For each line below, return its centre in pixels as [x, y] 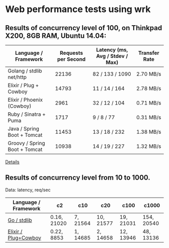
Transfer [149, 53]
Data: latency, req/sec [28, 190]
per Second [71, 59]
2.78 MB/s [149, 88]
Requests [71, 53]
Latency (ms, [112, 50]
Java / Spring [23, 129]
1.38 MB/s [149, 132]
